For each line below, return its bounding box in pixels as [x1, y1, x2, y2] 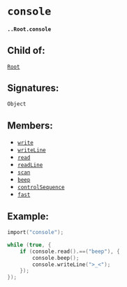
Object [7, 101, 27, 108]
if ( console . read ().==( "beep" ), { [20, 248, 120, 255]
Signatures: [7, 82, 59, 94]
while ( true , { [7, 241, 52, 249]
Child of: [7, 45, 45, 57]
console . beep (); [32, 254, 80, 261]
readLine [17, 162, 43, 169]
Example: [7, 210, 49, 222]
